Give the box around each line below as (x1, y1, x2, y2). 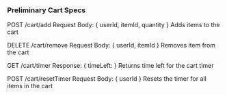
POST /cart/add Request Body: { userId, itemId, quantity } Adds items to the (7, 21, 220, 29)
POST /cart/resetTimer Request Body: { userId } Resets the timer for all (7, 75, 206, 83)
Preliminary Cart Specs (7, 5, 86, 15)
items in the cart (7, 82, 53, 90)
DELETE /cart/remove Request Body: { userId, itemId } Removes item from (7, 41, 216, 50)
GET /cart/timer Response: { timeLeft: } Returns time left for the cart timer (7, 62, 214, 70)
